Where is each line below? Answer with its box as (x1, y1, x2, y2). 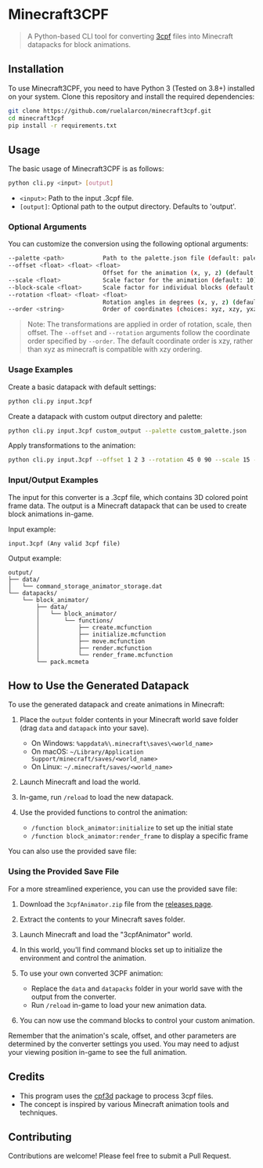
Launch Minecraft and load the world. (19, 777, 141, 787)
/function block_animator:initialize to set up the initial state (31, 823, 233, 833)
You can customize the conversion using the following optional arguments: (8, 239, 249, 249)
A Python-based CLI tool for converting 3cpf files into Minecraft (27, 31, 233, 41)
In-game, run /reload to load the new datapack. (19, 793, 174, 802)
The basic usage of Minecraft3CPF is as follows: (8, 164, 164, 173)
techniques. (19, 1108, 58, 1117)
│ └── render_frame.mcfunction (36, 651, 174, 659)
